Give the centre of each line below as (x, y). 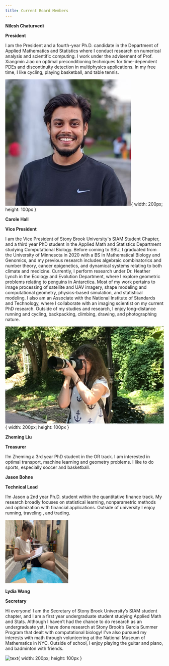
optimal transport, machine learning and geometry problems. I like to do (79, 462)
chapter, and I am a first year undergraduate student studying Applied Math (83, 616)
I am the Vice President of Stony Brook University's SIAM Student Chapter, (82, 239)
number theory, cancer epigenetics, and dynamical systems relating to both (84, 265)
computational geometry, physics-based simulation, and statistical (74, 292)
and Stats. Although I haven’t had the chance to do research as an (74, 621)
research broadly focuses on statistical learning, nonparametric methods (80, 502)
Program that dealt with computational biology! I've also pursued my (76, 633)
